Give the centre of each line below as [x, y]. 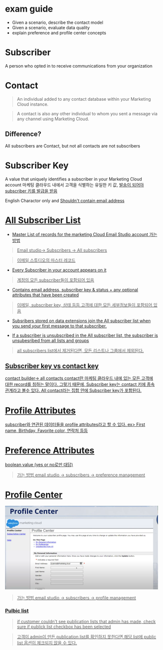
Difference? [23, 134]
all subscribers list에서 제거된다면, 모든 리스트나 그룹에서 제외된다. [80, 350]
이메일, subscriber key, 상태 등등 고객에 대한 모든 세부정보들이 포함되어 [85, 305]
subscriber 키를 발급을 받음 [31, 191]
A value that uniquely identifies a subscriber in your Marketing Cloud [73, 179]
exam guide [29, 9]
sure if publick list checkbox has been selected [64, 627]
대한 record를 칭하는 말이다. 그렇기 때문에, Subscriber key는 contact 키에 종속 [80, 384]
